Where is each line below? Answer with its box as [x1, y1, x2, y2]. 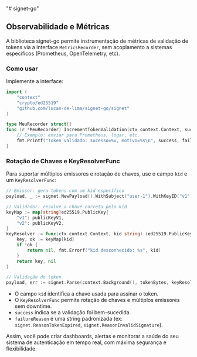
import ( [6, 89, 28, 95]
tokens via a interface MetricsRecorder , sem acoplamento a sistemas [6, 43, 172, 50]
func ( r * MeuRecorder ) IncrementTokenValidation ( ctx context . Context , [6, 127, 182, 133]
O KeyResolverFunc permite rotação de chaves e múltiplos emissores [14, 297, 180, 304]
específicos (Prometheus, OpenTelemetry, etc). [6, 50, 120, 57]
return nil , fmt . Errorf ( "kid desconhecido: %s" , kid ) [27, 247, 161, 253]
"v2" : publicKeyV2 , [16, 220, 64, 226]
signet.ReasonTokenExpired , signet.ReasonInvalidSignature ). [14, 321, 163, 328]
